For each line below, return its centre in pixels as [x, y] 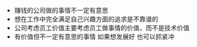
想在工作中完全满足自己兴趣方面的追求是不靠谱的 [86, 19]
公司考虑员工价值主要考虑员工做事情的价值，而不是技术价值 [102, 28]
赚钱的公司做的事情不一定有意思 [61, 10]
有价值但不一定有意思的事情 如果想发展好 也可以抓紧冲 [94, 36]
